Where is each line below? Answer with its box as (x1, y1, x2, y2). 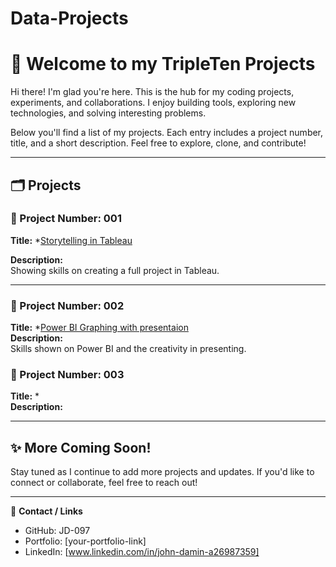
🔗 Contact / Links (10, 505, 83, 517)
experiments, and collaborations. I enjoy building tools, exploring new (10, 97, 297, 109)
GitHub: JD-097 (24, 525, 91, 537)
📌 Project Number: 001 (10, 212, 122, 226)
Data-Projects (10, 7, 129, 30)
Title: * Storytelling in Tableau (10, 234, 133, 246)
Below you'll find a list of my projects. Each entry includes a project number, (10, 127, 324, 139)
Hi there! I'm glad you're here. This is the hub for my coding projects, (10, 86, 295, 98)
